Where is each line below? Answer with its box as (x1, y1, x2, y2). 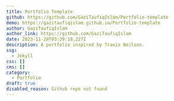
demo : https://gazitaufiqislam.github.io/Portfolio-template (6, 20, 161, 26)
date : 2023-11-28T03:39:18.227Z (6, 36, 86, 42)
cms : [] (6, 64, 26, 70)
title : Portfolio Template (6, 8, 73, 15)
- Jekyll (11, 53, 33, 59)
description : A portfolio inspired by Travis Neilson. (6, 42, 145, 48)
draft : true (6, 81, 36, 87)
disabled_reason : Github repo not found (6, 86, 108, 92)
